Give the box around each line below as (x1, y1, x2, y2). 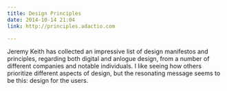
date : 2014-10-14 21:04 (7, 16, 76, 23)
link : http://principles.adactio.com (7, 23, 116, 29)
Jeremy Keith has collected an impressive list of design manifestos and (7, 47, 208, 55)
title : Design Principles (7, 10, 81, 17)
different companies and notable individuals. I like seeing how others (7, 62, 202, 70)
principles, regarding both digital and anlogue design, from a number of (7, 55, 210, 63)
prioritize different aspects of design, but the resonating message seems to (7, 69, 221, 77)
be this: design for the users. (7, 77, 89, 85)
